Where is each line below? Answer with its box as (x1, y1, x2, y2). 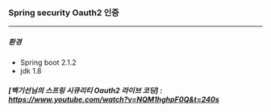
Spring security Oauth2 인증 (8, 6, 119, 18)
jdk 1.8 (19, 66, 42, 76)
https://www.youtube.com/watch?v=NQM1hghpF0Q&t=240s (8, 94, 219, 104)
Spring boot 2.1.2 (19, 58, 77, 67)
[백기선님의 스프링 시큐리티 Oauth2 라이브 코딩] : (8, 86, 163, 95)
